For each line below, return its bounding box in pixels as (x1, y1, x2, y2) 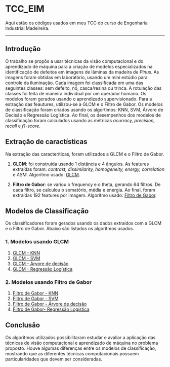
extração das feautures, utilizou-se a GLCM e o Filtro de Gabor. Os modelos (5, 101, 163, 107)
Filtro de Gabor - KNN (12, 290, 59, 296)
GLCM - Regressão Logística (12, 266, 73, 272)
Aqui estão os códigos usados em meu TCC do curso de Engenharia (5, 20, 148, 26)
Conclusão (5, 321, 40, 329)
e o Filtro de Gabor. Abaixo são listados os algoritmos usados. (5, 226, 135, 232)
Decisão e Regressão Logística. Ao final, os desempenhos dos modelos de (5, 112, 161, 118)
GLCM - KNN (12, 249, 40, 256)
